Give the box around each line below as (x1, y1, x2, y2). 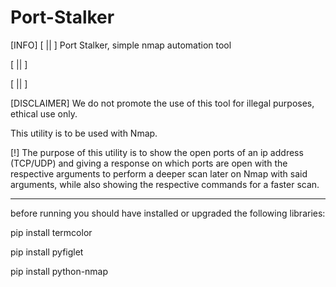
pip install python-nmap (10, 265, 109, 277)
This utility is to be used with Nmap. (10, 127, 158, 139)
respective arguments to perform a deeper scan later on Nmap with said (10, 167, 308, 180)
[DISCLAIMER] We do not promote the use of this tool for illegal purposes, (10, 97, 315, 109)
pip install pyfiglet (10, 246, 84, 258)
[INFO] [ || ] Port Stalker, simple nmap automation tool (10, 39, 232, 51)
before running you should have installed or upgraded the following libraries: (10, 207, 326, 219)
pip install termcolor (10, 226, 93, 238)
